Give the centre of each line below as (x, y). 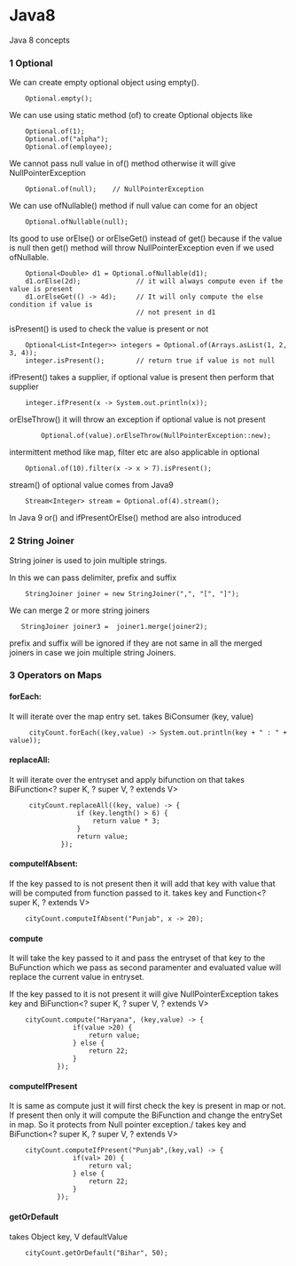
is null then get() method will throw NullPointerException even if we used (142, 248)
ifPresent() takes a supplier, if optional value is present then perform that (142, 378)
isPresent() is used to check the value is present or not (109, 329)
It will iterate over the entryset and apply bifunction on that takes (127, 779)
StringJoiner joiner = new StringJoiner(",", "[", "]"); (132, 593)
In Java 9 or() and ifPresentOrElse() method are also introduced (125, 518)
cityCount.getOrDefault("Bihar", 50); (97, 1253)
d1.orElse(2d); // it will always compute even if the (154, 282)
